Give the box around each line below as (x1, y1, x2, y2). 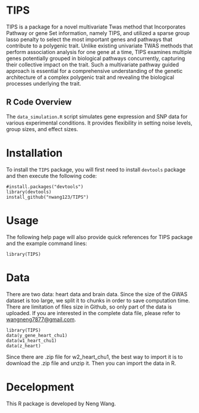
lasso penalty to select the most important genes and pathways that (6, 36, 173, 43)
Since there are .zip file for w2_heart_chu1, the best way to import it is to (6, 353, 183, 360)
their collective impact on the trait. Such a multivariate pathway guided (6, 61, 179, 68)
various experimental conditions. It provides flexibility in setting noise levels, (6, 119, 192, 126)
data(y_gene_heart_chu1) (6, 332, 68, 338)
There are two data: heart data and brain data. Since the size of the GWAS (6, 290, 188, 297)
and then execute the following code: (6, 172, 97, 179)
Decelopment (6, 380, 74, 393)
